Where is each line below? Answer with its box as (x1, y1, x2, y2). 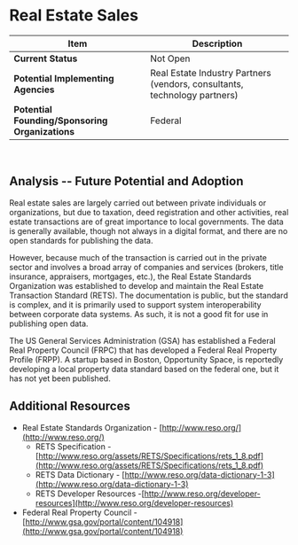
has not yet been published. (9, 373, 111, 384)
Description (192, 37, 243, 50)
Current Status (13, 52, 78, 65)
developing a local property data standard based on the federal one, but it (9, 363, 279, 374)
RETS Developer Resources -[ (35, 488, 145, 499)
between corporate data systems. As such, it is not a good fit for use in (9, 308, 269, 319)
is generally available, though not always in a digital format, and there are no (9, 225, 288, 236)
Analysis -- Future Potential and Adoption (9, 174, 244, 189)
